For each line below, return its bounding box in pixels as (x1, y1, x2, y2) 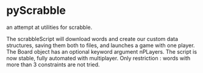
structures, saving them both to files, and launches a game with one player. (6, 42, 195, 49)
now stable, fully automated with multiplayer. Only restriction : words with (6, 54, 191, 62)
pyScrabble (6, 4, 66, 17)
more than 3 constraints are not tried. (6, 61, 100, 68)
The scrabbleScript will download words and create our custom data (6, 35, 179, 42)
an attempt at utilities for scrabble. (6, 24, 93, 31)
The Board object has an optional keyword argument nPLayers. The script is (6, 48, 197, 55)
